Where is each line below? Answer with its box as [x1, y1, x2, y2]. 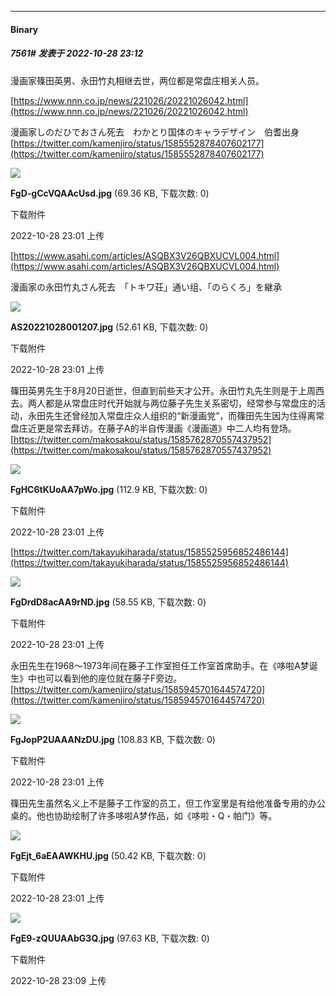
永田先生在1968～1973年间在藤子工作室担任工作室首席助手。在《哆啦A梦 [10, 659, 310, 671]
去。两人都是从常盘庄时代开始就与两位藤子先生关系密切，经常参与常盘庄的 [10, 397, 317, 409]
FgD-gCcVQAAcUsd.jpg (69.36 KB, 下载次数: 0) [10, 187, 210, 199]
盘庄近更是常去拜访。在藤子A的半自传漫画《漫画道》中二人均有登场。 [10, 422, 297, 434]
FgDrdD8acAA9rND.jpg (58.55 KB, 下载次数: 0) [10, 596, 207, 608]
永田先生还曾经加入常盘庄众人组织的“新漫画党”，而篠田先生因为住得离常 [27, 409, 325, 421]
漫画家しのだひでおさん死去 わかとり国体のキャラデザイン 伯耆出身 [10, 126, 300, 138]
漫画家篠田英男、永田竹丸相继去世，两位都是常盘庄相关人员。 [10, 74, 265, 86]
